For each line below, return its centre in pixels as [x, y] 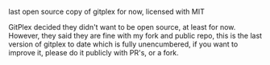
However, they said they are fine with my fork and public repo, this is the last [135, 36]
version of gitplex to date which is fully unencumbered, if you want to [123, 44]
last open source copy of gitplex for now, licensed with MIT [107, 12]
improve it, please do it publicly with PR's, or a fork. [93, 53]
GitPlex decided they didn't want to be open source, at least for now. [122, 27]
